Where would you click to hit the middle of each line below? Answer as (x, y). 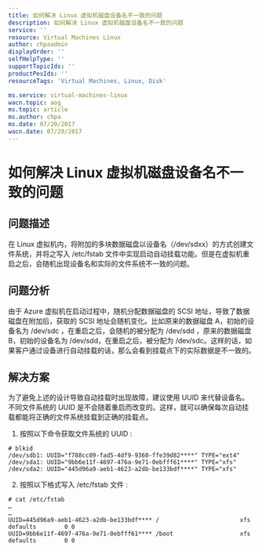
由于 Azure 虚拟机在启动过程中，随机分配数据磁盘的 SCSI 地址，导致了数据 (129, 311)
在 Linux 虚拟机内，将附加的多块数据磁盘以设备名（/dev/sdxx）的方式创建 (127, 244)
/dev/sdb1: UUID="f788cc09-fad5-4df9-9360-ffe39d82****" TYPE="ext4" (124, 455)
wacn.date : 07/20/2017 (45, 132)
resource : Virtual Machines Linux (65, 37)
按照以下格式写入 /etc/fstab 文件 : (73, 485)
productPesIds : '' (38, 74)
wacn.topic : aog (35, 103)
